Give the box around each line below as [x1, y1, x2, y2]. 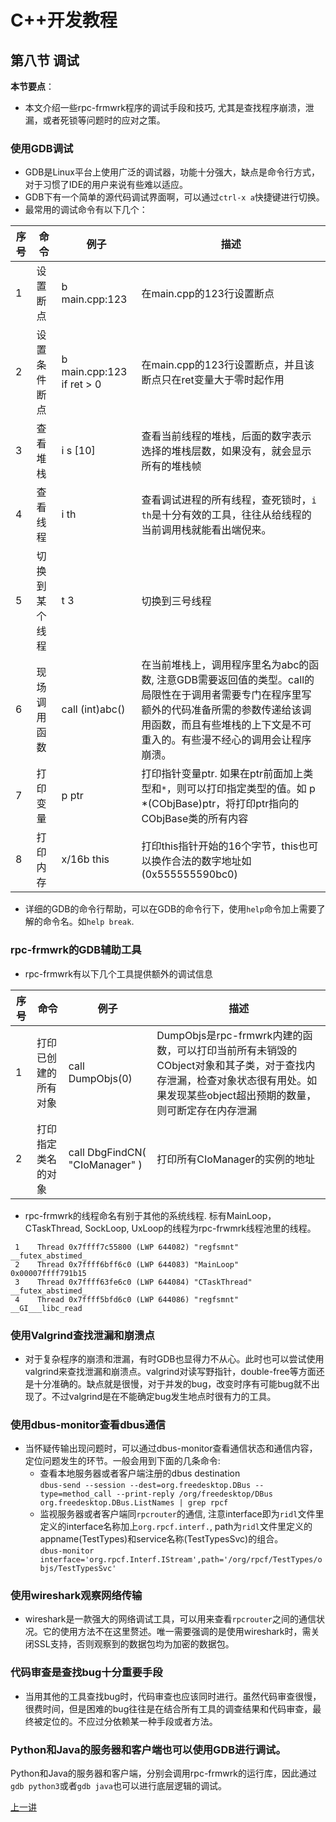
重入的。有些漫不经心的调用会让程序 [141, 733, 312, 747]
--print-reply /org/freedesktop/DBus [116, 1489, 273, 1500]
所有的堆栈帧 [141, 459, 202, 473]
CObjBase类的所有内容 [141, 812, 249, 826]
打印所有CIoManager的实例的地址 [156, 1152, 315, 1166]
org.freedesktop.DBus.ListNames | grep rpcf [39, 1498, 229, 1508]
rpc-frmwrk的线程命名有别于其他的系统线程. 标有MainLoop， [24, 1209, 277, 1221]
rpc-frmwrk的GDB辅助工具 [10, 943, 142, 957]
